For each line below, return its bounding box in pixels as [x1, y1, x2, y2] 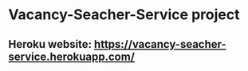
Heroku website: [8, 37, 93, 51]
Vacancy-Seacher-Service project [8, 6, 240, 24]
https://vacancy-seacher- [94, 37, 226, 51]
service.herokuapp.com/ [8, 49, 136, 63]
